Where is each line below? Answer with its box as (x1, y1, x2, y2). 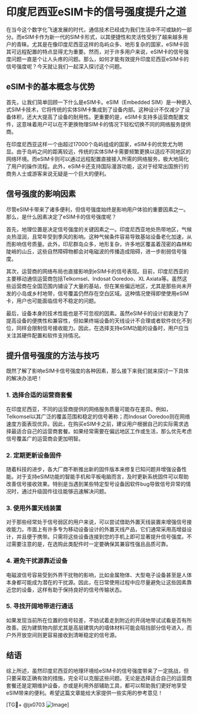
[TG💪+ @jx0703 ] (6, 701, 70, 708)
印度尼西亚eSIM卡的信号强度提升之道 (6, 5, 187, 19)
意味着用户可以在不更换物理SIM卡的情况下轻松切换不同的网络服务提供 (21, 120, 192, 127)
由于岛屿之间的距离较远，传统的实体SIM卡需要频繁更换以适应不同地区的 (16, 148, 192, 155)
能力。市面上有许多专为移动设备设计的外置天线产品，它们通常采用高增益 (11, 526, 187, 533)
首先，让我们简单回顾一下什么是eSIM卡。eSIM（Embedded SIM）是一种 (6, 98, 181, 106)
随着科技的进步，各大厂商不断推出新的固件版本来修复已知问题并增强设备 (6, 465, 181, 472)
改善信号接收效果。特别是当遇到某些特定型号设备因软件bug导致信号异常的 (6, 480, 186, 487)
